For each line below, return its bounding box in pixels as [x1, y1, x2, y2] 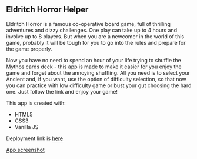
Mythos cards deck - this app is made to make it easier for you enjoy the [6, 63, 182, 70]
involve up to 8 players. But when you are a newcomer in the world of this [6, 32, 184, 40]
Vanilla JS [14, 123, 39, 130]
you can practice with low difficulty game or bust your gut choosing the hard [6, 82, 192, 89]
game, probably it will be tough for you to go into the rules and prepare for [6, 39, 186, 46]
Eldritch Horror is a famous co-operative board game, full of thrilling [6, 20, 171, 27]
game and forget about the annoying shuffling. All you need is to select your [6, 69, 190, 76]
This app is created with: [6, 100, 66, 107]
